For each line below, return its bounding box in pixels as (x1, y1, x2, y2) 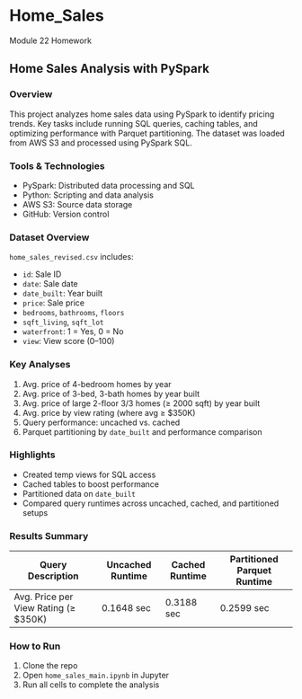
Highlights (9, 448, 56, 461)
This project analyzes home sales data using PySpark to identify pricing (9, 109, 275, 119)
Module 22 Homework (9, 35, 93, 46)
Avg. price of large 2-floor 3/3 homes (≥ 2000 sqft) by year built (22, 397, 261, 409)
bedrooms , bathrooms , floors (22, 307, 125, 318)
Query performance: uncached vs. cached (22, 417, 181, 428)
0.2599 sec (219, 602, 270, 615)
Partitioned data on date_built (22, 488, 137, 499)
